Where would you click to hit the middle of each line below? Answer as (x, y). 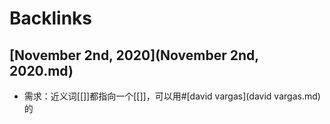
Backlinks (51, 18)
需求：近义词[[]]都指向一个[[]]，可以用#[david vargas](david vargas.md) (172, 96)
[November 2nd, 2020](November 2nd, (134, 55)
